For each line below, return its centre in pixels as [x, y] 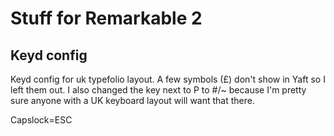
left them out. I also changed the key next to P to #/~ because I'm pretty [158, 90]
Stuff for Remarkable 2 [106, 18]
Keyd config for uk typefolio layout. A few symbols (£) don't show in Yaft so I [168, 79]
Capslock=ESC [41, 120]
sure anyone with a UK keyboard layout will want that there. [133, 100]
